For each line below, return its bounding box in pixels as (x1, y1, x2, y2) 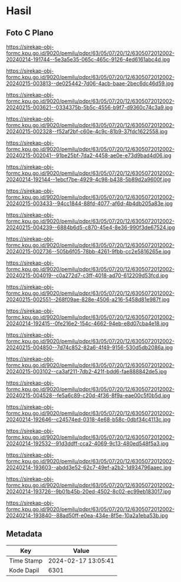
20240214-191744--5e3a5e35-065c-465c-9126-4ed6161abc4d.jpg (6, 56, 170, 63)
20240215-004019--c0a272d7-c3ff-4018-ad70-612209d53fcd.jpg (6, 272, 168, 279)
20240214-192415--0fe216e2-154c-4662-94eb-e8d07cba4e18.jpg (6, 320, 169, 327)
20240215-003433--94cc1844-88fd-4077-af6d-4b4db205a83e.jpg (6, 200, 173, 207)
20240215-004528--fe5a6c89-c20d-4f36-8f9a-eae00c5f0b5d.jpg (6, 392, 170, 399)
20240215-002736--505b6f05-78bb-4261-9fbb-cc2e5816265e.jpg (6, 248, 171, 255)
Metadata (6, 529, 42, 539)
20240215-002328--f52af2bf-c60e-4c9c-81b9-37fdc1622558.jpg (6, 128, 168, 135)
